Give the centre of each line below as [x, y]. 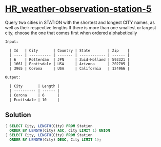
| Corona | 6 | [35, 95]
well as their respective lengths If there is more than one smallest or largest [80, 27]
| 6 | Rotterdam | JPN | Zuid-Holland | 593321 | [70, 59]
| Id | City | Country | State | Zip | [70, 50]
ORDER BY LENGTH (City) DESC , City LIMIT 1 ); [55, 140]
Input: [12, 42]
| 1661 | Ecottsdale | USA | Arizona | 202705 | [70, 64]
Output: [13, 77]
